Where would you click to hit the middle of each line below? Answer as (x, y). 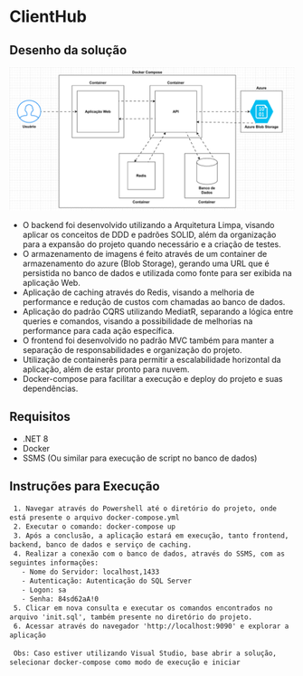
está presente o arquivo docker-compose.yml (95, 518)
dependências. (50, 388)
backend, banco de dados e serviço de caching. (101, 545)
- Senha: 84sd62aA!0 (60, 599)
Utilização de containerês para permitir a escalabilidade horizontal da (152, 359)
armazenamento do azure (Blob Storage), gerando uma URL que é (146, 263)
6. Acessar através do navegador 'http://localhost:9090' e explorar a (151, 626)
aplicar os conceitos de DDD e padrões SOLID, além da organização (149, 234)
